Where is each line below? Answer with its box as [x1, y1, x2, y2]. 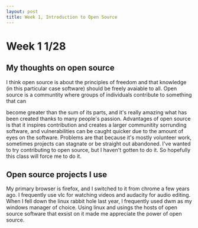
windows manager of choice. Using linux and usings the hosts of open [6, 204, 178, 211]
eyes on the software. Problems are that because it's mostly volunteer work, [6, 134, 192, 141]
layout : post [6, 8, 38, 15]
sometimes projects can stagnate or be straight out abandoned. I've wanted [6, 140, 191, 147]
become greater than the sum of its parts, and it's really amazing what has [6, 108, 187, 115]
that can [6, 97, 27, 104]
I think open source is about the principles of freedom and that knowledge [6, 78, 187, 85]
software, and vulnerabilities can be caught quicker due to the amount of [6, 127, 184, 134]
